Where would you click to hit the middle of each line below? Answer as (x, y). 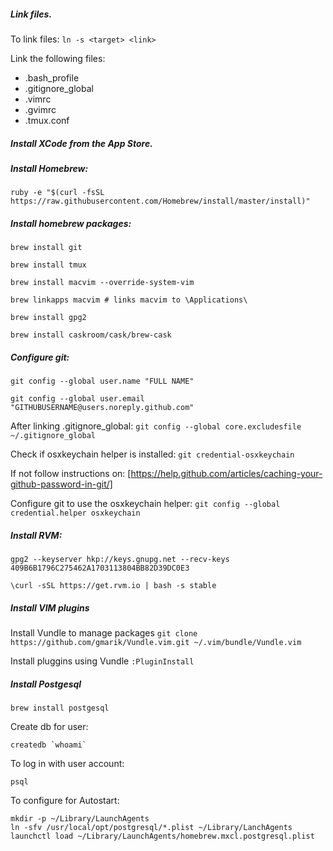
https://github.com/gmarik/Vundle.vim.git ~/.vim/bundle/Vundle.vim (156, 643)
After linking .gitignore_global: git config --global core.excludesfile (156, 426)
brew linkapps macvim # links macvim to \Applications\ (129, 300)
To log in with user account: (67, 764)
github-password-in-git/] (61, 484)
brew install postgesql (60, 708)
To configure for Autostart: (65, 801)
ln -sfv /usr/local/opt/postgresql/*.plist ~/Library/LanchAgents (151, 828)
